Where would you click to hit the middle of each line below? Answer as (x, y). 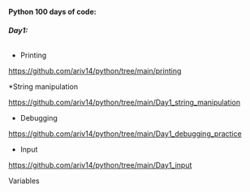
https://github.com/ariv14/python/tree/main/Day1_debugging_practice (125, 134)
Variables (24, 181)
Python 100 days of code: (52, 12)
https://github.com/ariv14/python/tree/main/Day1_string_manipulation (125, 102)
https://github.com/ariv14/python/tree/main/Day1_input (100, 165)
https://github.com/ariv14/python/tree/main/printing (95, 71)
